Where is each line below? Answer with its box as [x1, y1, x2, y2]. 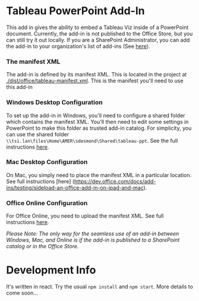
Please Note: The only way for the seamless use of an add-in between [6, 230, 179, 238]
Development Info [6, 264, 96, 277]
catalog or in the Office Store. [6, 243, 79, 250]
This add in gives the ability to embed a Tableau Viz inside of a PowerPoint [6, 24, 189, 31]
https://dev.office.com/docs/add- [74, 178, 156, 185]
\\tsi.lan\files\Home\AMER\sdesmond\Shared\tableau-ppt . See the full [6, 137, 178, 144]
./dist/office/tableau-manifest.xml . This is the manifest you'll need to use [6, 77, 184, 84]
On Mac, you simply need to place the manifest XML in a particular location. [6, 171, 192, 178]
